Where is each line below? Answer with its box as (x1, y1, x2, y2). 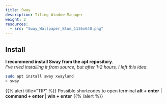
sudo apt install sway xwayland (5, 74, 74, 79)
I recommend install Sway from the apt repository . (5, 58, 114, 64)
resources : (5, 21, 29, 27)
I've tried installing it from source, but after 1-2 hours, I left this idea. (5, 64, 148, 70)
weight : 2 (5, 17, 26, 22)
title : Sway (5, 7, 31, 13)
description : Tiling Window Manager (5, 12, 83, 17)
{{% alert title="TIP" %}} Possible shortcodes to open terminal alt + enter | (5, 87, 162, 94)
